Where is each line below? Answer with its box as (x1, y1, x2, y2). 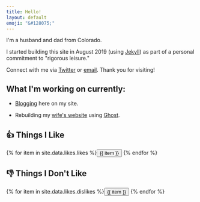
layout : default (6, 14, 47, 21)
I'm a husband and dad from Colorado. (6, 37, 102, 44)
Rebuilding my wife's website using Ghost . (14, 112, 120, 119)
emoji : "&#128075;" (6, 20, 55, 26)
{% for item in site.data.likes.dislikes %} (6, 188, 105, 195)
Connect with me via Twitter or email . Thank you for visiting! (6, 66, 155, 74)
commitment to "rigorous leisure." (6, 55, 90, 62)
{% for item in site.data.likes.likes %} (6, 149, 97, 156)
